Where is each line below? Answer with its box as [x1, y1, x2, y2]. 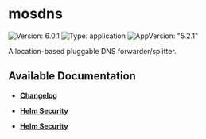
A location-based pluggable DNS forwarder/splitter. [8, 46, 177, 56]
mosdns [8, 5, 64, 23]
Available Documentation [8, 69, 137, 83]
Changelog [19, 91, 58, 100]
